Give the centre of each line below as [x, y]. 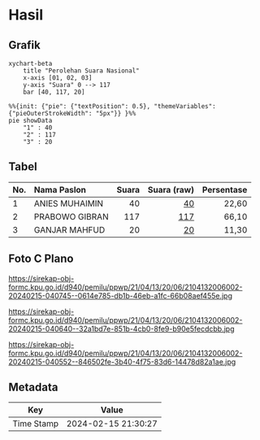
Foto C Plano [41, 259]
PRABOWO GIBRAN [71, 216]
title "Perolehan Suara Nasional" [81, 71]
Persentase [225, 190]
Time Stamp [36, 424]
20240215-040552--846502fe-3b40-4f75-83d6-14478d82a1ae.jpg [122, 362]
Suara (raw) [171, 190]
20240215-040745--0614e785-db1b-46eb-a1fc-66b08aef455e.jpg [121, 295]
